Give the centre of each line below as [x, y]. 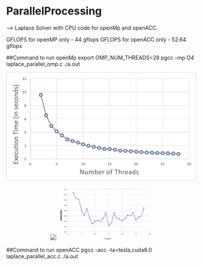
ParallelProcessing [54, 11]
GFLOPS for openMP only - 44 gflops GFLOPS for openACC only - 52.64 [96, 39]
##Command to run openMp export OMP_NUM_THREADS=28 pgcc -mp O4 [100, 57]
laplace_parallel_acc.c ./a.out [42, 256]
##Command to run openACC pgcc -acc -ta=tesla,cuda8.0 [79, 250]
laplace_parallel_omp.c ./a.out [43, 64]
